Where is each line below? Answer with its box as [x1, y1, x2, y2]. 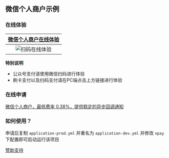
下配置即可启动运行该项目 [5, 137, 59, 143]
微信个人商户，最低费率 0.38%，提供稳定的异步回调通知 [5, 103, 124, 110]
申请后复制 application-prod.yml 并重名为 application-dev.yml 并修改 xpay [5, 130, 164, 136]
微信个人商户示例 [5, 5, 59, 14]
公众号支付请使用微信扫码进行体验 [12, 70, 85, 76]
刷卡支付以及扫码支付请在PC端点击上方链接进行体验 [12, 77, 122, 83]
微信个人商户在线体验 [8, 36, 60, 43]
